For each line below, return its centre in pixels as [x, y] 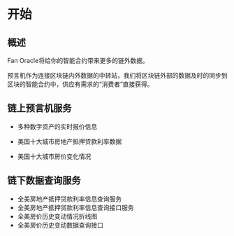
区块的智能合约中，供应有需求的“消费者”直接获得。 [80, 84]
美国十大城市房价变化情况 [54, 156]
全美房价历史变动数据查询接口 [60, 225]
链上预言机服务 [39, 108]
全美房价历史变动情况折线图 [57, 216]
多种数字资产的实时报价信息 [57, 126]
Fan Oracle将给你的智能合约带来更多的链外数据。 [78, 61]
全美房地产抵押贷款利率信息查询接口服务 [75, 207]
